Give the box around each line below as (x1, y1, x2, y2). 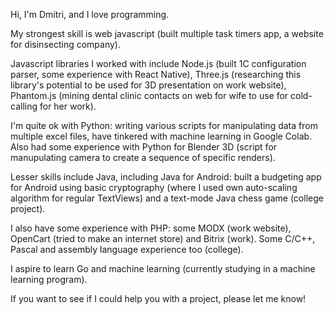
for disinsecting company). (10, 39, 122, 50)
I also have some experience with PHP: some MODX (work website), (10, 222, 292, 234)
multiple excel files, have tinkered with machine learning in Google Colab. (10, 130, 313, 142)
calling (10, 100, 38, 112)
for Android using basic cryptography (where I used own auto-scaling (10, 182, 298, 193)
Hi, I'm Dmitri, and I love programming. (10, 9, 170, 20)
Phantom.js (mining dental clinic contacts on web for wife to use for (10, 90, 289, 101)
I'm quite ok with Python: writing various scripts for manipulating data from (10, 120, 318, 131)
